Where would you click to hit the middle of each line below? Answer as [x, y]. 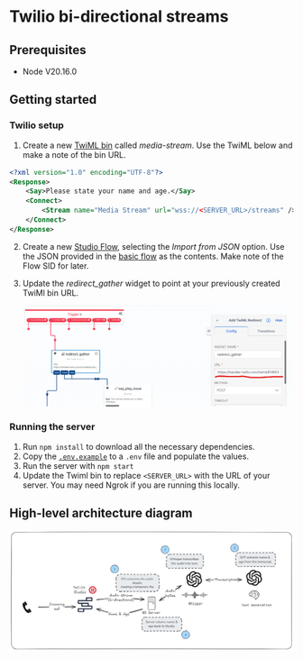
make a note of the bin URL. [74, 154]
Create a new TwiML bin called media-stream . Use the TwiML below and [157, 145]
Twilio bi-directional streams [119, 17]
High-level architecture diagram [101, 513]
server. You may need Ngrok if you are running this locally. [131, 485]
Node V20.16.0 [50, 71]
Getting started [53, 100]
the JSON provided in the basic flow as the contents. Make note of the [153, 256]
